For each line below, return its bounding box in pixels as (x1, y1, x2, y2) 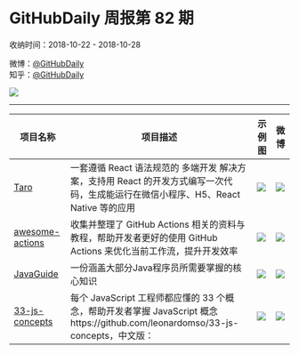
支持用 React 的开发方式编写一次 (87, 174, 224, 187)
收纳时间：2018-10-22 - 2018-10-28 (9, 39, 141, 50)
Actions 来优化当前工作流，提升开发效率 (69, 245, 238, 257)
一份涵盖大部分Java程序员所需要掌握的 (69, 261, 233, 274)
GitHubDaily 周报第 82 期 (9, 8, 194, 28)
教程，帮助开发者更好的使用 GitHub (69, 231, 218, 244)
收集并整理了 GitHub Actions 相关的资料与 (69, 218, 246, 230)
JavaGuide (13, 268, 60, 280)
